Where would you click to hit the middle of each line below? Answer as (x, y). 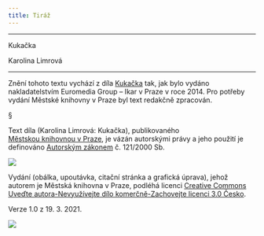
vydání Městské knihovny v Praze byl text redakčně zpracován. (110, 100)
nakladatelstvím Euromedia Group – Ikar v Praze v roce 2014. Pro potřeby (126, 91)
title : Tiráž (29, 15)
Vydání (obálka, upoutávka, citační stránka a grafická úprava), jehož (118, 177)
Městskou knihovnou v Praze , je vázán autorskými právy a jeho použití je (126, 138)
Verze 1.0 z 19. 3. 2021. (45, 208)
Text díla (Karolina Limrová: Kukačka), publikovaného (94, 130)
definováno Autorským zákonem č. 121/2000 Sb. (86, 147)
